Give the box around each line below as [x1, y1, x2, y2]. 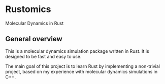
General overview [5, 35, 62, 43]
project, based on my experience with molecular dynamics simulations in [5, 68, 158, 74]
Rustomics [5, 4, 51, 15]
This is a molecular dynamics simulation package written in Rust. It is [5, 48, 149, 54]
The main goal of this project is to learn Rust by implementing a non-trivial [5, 63, 160, 69]
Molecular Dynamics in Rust [5, 20, 64, 26]
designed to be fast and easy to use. [5, 53, 82, 59]
